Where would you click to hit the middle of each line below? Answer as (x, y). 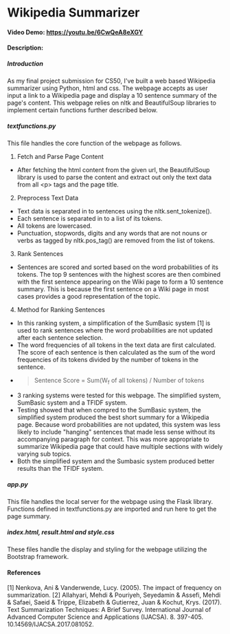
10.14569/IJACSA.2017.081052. (50, 624)
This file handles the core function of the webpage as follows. (94, 143)
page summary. (29, 516)
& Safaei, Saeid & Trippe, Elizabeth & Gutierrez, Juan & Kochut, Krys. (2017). (114, 602)
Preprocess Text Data (48, 198)
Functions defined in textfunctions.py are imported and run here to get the (112, 509)
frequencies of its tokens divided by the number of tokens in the (108, 360)
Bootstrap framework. (38, 557)
